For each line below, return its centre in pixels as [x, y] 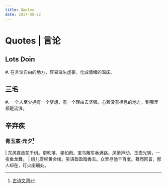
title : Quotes [20, 10]
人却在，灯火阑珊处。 [27, 166]
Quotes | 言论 [33, 41]
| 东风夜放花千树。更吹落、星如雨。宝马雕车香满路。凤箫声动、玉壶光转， [81, 153]
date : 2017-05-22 [23, 14]
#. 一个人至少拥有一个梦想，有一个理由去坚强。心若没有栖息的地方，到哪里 [82, 102]
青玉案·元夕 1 [20, 141]
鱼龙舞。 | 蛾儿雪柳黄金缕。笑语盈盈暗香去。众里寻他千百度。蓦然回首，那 [85, 159]
